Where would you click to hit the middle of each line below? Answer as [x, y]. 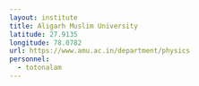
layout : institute [43, 17]
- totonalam [40, 68]
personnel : [30, 59]
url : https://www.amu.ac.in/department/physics [100, 51]
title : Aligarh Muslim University [74, 26]
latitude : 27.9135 [43, 34]
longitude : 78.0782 [46, 43]
